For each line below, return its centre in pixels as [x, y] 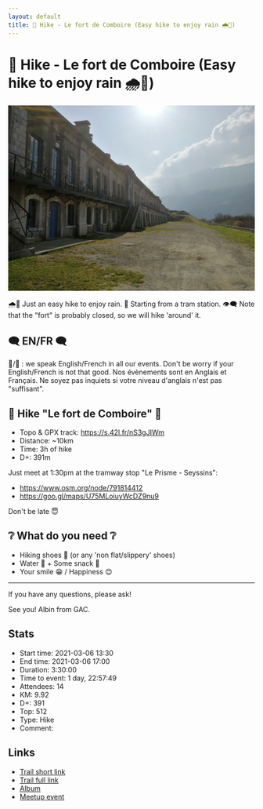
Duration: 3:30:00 [48, 669]
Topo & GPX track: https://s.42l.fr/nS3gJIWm [92, 432]
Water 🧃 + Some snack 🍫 [59, 563]
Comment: [36, 728]
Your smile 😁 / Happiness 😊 [66, 571]
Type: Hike [37, 720]
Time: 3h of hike [46, 449]
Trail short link [42, 771]
